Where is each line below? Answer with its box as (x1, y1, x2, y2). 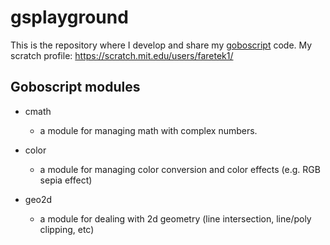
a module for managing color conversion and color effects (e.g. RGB (39, 163, 321, 175)
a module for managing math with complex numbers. (39, 124, 258, 136)
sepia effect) (39, 174, 93, 186)
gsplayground (10, 6, 129, 29)
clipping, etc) (39, 223, 95, 235)
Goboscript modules (10, 79, 141, 96)
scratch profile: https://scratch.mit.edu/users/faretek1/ (10, 49, 234, 61)
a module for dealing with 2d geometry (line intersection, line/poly (39, 212, 312, 225)
